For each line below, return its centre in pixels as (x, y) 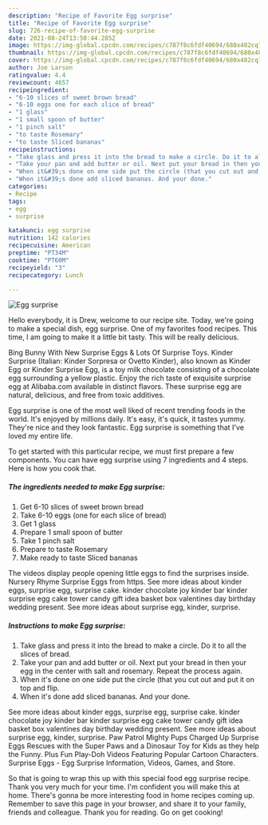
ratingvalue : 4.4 (37, 75)
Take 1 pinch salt (47, 541)
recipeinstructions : (43, 149)
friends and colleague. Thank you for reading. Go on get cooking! (116, 812)
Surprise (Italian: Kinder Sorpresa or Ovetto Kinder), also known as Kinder (130, 361)
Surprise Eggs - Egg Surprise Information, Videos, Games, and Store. (122, 763)
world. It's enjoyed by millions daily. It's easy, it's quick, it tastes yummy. (127, 419)
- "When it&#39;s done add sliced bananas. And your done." (110, 179)
